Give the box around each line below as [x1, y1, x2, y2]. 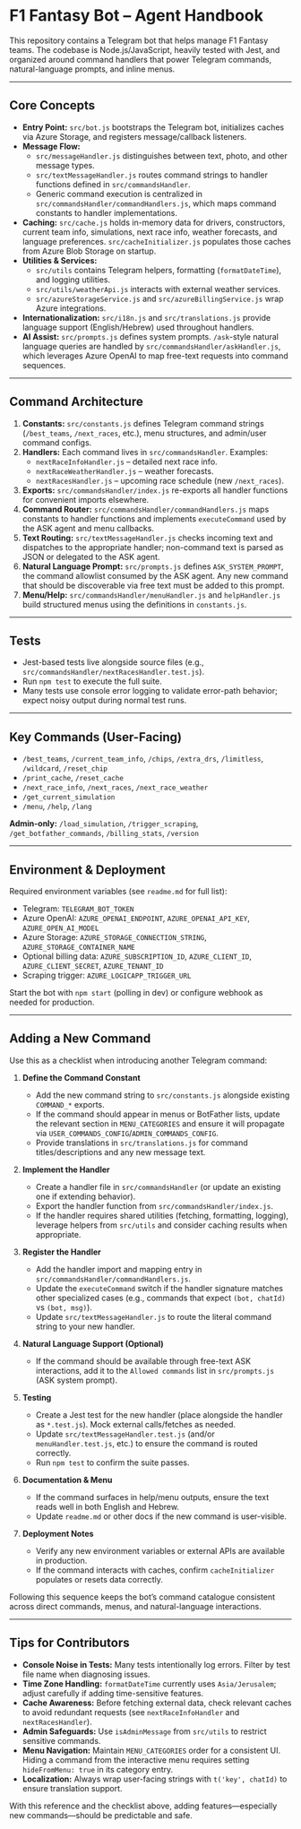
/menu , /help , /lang [21, 801, 92, 812]
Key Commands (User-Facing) [9, 729, 182, 745]
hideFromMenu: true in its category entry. [21, 1764, 174, 1774]
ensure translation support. [21, 1782, 123, 1793]
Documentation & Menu [21, 1474, 113, 1485]
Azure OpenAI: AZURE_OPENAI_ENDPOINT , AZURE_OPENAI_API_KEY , [21, 913, 251, 923]
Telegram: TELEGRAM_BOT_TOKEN [21, 903, 134, 914]
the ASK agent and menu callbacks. [21, 522, 155, 533]
